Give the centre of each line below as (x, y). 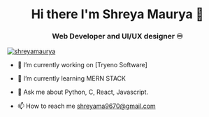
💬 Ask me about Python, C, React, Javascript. (83, 92)
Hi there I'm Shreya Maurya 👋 (117, 14)
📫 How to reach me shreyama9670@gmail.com (86, 106)
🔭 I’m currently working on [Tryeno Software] (82, 65)
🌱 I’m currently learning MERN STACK (71, 78)
